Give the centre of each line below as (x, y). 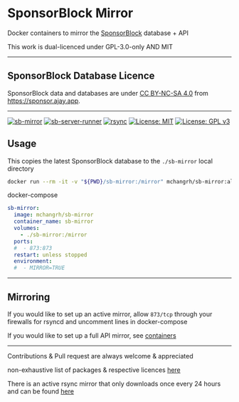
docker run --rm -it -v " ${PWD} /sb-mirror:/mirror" (85, 181)
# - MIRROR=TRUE (39, 268)
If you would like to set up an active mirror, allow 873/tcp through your (110, 314)
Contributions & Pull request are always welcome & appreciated (100, 356)
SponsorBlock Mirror (70, 13)
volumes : (27, 228)
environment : (33, 261)
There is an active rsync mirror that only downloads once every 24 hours (114, 384)
